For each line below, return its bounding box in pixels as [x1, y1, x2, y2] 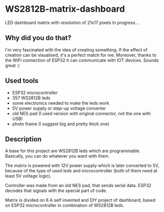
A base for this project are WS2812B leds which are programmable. [5, 148, 141, 154]
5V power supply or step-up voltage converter [12, 105, 106, 111]
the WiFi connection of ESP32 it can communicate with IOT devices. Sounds [5, 57, 159, 63]
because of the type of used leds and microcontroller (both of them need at [5, 168, 158, 174]
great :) [5, 62, 20, 68]
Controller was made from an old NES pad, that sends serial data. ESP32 [5, 183, 152, 188]
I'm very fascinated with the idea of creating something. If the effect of [5, 47, 148, 52]
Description [5, 135, 42, 143]
